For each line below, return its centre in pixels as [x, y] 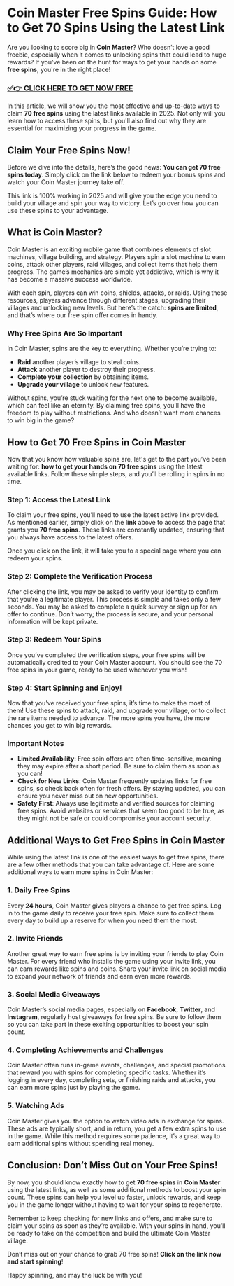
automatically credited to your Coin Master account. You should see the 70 [115, 662]
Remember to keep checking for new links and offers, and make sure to [110, 1218]
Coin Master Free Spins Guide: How [112, 13]
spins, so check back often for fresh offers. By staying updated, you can [121, 789]
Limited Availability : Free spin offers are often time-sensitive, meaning [119, 759]
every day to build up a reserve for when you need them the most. [102, 920]
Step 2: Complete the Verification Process [80, 576]
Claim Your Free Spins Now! [69, 150]
